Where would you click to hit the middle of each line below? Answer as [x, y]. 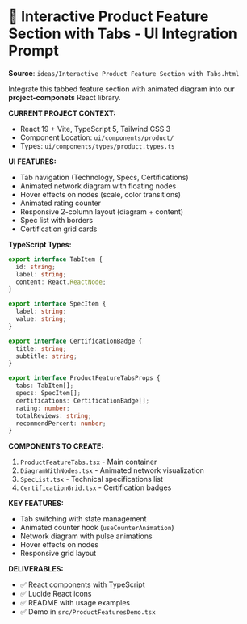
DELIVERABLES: [36, 569]
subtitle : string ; [47, 356]
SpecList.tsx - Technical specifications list [92, 479]
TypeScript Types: [40, 244]
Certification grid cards [59, 229]
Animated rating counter [61, 203]
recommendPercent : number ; [61, 424]
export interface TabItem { [56, 259]
